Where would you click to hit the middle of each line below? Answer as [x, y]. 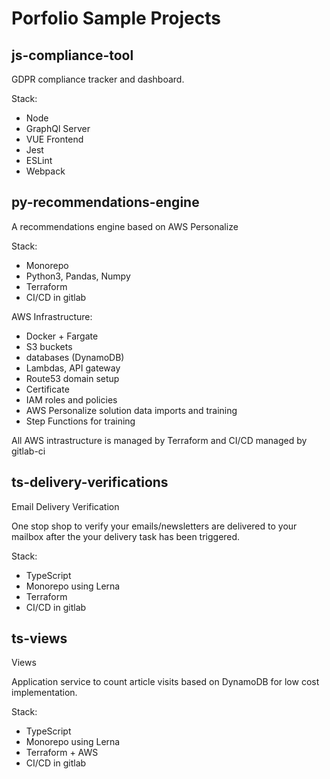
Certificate [47, 389]
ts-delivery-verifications [90, 482]
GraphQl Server [58, 128]
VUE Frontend [54, 139]
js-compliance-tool [72, 55]
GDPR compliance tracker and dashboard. [98, 79]
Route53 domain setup [72, 378]
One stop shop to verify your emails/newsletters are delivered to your [154, 526]
